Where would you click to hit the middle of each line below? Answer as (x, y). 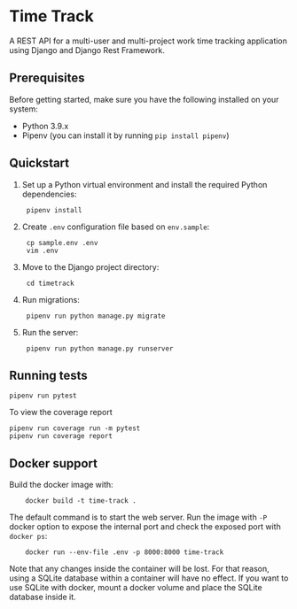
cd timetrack (50, 283)
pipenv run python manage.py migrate (96, 316)
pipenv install (54, 210)
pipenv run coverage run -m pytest (75, 428)
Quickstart (39, 163)
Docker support (53, 463)
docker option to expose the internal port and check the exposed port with (145, 527)
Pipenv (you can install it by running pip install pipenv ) (125, 135)
